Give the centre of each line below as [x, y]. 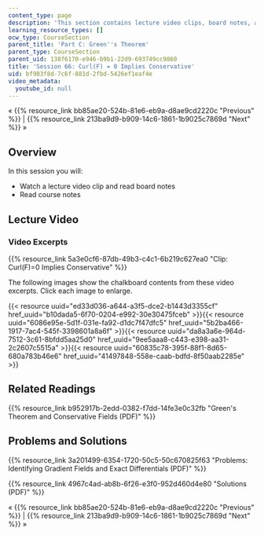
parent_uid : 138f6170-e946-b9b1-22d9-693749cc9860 [93, 60]
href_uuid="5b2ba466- [206, 322]
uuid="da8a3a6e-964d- [207, 331]
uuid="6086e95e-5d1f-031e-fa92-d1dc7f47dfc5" [88, 322]
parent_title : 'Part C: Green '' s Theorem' [79, 45]
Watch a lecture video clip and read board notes [97, 186]
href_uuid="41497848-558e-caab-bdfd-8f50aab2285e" [154, 356]
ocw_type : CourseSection [49, 37]
